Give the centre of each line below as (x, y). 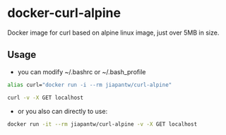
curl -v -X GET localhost (45, 98)
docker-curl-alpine (64, 13)
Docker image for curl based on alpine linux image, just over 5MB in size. (113, 33)
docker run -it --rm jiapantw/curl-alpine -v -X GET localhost (102, 124)
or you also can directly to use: (63, 111)
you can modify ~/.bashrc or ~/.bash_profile (82, 71)
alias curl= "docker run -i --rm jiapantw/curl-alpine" (90, 85)
